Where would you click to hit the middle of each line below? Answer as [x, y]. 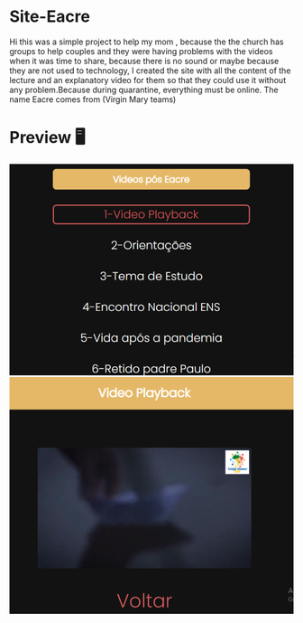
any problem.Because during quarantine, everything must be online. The [144, 90]
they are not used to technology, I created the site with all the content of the [150, 71]
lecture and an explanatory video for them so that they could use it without [148, 80]
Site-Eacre [50, 17]
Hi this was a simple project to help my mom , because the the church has [147, 42]
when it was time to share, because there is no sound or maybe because [144, 61]
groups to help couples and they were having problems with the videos [141, 51]
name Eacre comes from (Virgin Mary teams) [93, 99]
